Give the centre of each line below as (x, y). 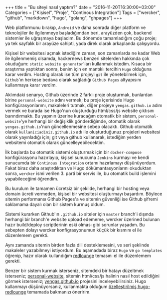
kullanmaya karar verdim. (31, 85)
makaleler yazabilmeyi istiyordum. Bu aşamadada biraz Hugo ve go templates (84, 250)
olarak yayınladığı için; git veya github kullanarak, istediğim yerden (73, 137)
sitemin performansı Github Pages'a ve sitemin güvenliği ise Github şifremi (82, 199)
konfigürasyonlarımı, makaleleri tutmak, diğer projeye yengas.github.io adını (84, 105)
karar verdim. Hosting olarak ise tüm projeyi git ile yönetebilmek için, (76, 74)
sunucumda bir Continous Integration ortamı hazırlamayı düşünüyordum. (81, 163)
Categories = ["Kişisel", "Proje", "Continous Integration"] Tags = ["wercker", (83, 12)
